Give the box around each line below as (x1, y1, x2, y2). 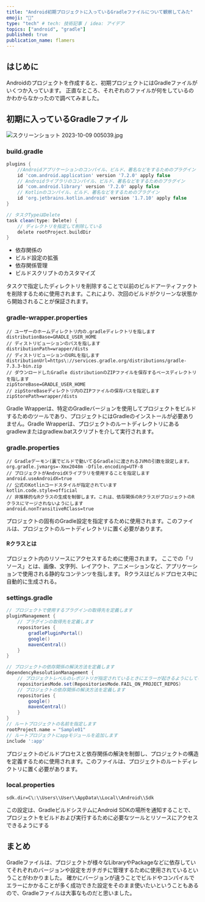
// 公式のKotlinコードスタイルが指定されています (6, 482, 117, 488)
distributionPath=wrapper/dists (6, 345, 88, 352)
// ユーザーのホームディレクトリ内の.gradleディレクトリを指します (6, 328, 156, 334)
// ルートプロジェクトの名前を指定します (6, 721, 96, 727)
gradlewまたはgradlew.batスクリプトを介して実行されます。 (6, 427, 157, 435)
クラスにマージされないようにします (6, 500, 84, 506)
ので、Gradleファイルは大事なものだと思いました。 (6, 889, 135, 896)
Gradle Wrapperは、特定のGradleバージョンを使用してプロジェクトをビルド (6, 405, 196, 412)
